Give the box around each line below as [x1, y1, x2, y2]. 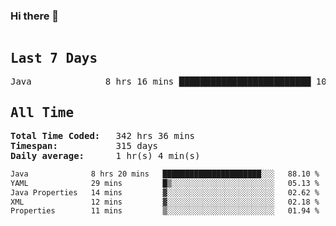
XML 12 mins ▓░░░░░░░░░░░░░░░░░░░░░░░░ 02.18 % [10, 197, 320, 207]
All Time [10, 104, 75, 121]
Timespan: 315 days [10, 140, 159, 151]
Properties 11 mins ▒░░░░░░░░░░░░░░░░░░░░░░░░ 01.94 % [10, 206, 320, 216]
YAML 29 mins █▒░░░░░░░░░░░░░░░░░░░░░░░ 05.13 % [10, 178, 320, 188]
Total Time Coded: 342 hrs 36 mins [10, 130, 196, 141]
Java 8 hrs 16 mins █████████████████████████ [10, 76, 312, 88]
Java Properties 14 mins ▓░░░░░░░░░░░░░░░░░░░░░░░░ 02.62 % [10, 187, 320, 198]
